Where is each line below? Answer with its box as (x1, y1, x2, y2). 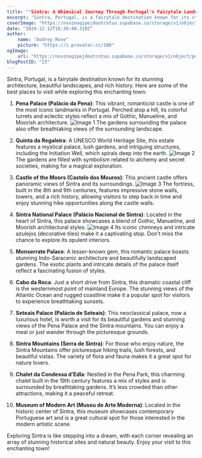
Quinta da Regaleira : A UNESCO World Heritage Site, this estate (15, 137, 174, 144)
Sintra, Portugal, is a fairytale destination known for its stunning (7, 75, 164, 83)
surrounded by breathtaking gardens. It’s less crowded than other (15, 383, 178, 390)
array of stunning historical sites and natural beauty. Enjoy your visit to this (7, 438, 191, 445)
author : (7, 31, 26, 37)
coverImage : (7, 20, 37, 26)
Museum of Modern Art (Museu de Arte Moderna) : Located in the (15, 401, 181, 408)
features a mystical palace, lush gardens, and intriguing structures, (15, 143, 181, 150)
